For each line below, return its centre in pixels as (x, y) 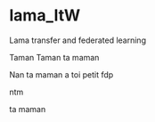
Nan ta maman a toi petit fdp (61, 74)
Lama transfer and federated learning (78, 40)
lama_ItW (45, 16)
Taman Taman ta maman (54, 57)
